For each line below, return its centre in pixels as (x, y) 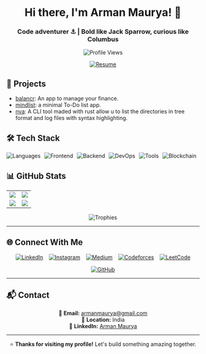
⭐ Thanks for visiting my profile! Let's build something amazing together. (103, 344)
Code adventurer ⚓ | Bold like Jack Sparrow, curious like (103, 32)
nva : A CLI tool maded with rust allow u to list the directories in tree (100, 111)
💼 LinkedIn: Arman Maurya (103, 326)
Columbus (103, 39)
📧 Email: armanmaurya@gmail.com (103, 313)
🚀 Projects (26, 84)
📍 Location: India (103, 319)
